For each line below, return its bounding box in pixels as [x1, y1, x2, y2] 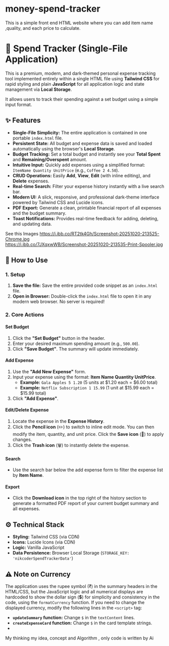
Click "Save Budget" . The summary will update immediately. [12, 345, 139, 352]
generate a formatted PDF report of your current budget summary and [12, 501, 159, 507]
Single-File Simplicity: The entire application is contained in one [12, 129, 147, 135]
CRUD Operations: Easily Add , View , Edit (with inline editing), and [12, 172, 151, 178]
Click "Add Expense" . [12, 395, 59, 402]
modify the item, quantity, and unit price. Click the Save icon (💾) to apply [12, 431, 164, 437]
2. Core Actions [5, 311, 44, 318]
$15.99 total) [20, 390, 46, 396]
